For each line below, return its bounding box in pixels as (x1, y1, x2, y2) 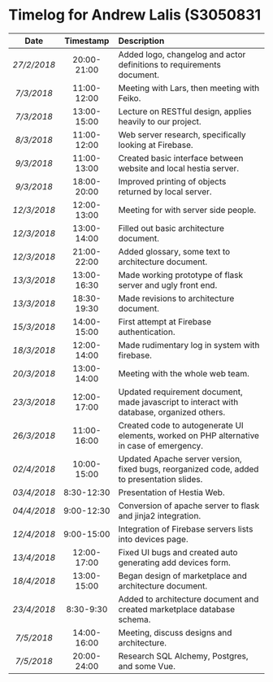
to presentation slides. (118, 473, 203, 484)
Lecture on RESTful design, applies (118, 106, 252, 117)
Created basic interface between (118, 152, 244, 163)
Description (118, 35, 165, 46)
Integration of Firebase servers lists (118, 523, 253, 534)
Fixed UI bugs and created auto (118, 546, 238, 558)
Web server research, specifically (118, 128, 246, 140)
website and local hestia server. (118, 163, 240, 174)
